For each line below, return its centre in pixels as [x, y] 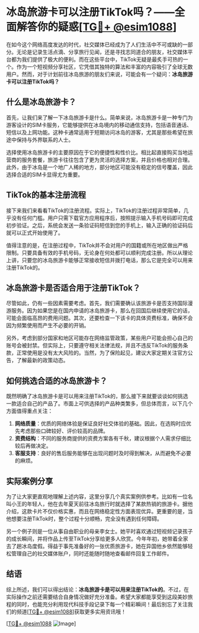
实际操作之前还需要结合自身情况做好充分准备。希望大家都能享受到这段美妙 [97, 597]
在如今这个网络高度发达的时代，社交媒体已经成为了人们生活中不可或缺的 [94, 44]
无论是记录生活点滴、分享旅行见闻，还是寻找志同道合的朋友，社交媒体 [102, 52]
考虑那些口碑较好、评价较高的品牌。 [64, 431]
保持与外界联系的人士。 [45, 139]
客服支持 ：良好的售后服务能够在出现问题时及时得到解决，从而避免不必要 [103, 453]
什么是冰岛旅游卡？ [41, 102]
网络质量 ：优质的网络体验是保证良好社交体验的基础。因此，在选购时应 [100, 424]
